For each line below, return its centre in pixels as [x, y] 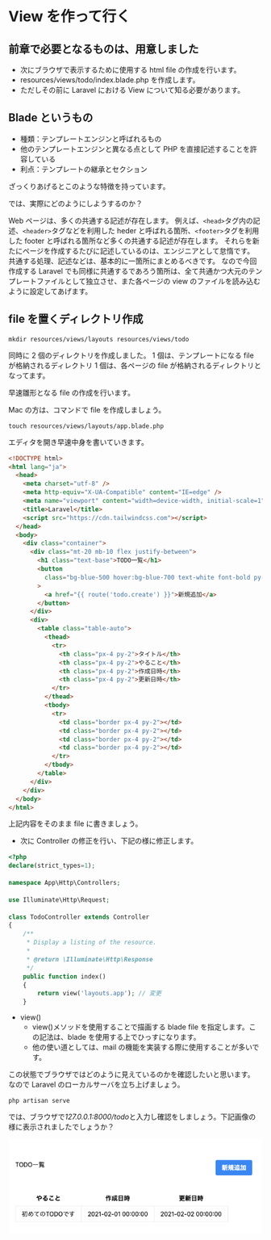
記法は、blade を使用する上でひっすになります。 [120, 1037]
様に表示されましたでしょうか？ [61, 1127]
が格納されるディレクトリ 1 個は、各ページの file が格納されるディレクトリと [135, 365]
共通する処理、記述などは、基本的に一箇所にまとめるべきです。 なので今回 [133, 261]
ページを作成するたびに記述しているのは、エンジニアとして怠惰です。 [138, 250]
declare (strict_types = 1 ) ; [52, 866]
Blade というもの [51, 118]
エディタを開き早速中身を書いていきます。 [79, 442]
